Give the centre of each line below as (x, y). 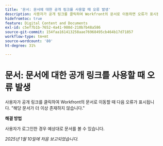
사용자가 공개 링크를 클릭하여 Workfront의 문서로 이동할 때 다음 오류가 (71, 102)
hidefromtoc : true (24, 18)
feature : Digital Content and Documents (47, 23)
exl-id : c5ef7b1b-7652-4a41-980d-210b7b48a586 (53, 28)
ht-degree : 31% (20, 46)
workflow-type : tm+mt (27, 37)
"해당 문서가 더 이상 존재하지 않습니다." (48, 108)
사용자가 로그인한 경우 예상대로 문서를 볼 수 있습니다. (55, 129)
